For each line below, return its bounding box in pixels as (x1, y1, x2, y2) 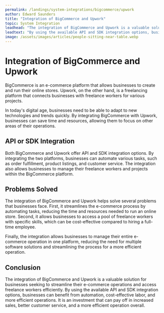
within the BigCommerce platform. (5, 171, 74, 177)
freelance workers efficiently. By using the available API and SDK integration (5, 287, 159, 293)
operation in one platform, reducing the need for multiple (27, 239, 142, 245)
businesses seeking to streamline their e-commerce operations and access (5, 282, 157, 288)
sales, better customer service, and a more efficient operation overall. (5, 302, 145, 309)
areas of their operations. (5, 123, 56, 129)
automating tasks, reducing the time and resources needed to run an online (5, 209, 157, 215)
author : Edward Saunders (5, 12, 56, 17)
